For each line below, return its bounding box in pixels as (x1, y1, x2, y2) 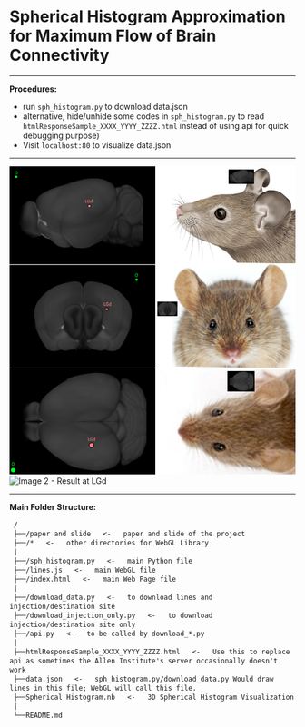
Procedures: (9, 84, 57, 94)
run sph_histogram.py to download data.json (22, 101, 188, 112)
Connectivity (9, 45, 110, 65)
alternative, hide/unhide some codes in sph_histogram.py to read (22, 111, 265, 122)
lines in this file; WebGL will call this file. (9, 683, 197, 693)
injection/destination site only (9, 620, 136, 629)
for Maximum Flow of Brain (9, 25, 217, 46)
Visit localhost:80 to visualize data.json (22, 139, 172, 151)
